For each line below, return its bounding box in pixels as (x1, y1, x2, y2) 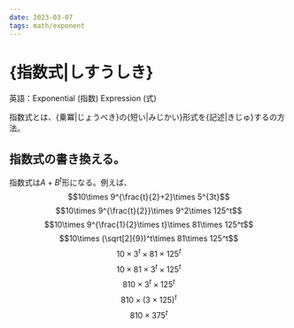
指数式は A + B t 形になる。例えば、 (9, 176, 132, 187)
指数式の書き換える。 (9, 152, 126, 167)
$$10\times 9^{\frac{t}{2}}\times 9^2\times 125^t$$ (55, 205, 243, 215)
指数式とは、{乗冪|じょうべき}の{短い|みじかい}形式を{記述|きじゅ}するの (9, 112, 277, 122)
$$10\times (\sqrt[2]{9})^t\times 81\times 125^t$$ (58, 232, 239, 244)
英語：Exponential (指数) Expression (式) (9, 93, 157, 104)
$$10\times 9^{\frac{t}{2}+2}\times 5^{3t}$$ (67, 191, 230, 202)
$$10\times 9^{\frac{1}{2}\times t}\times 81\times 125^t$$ (43, 219, 254, 230)
